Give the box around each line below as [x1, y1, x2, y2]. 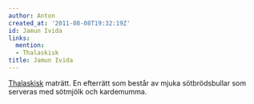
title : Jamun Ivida [8, 57, 74, 65]
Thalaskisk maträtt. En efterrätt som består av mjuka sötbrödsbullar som [8, 78, 247, 88]
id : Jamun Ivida [8, 26, 62, 34]
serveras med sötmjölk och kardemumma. [8, 86, 147, 96]
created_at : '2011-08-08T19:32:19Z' [8, 19, 131, 27]
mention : [15, 42, 45, 50]
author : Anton [8, 11, 56, 20]
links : [8, 34, 30, 42]
